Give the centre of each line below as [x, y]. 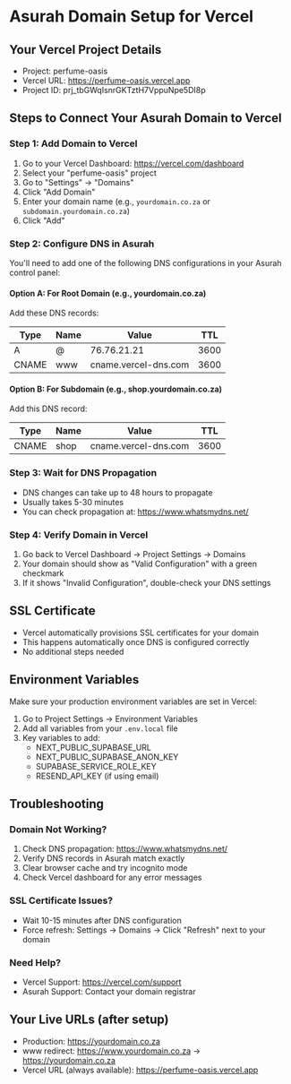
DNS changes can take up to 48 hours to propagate [117, 492]
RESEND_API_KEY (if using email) [97, 776]
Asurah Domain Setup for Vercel [131, 17]
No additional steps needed [73, 651]
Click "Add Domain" [59, 192]
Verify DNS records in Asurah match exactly [103, 858]
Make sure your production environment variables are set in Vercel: [133, 701]
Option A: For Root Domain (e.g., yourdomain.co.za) [108, 293]
